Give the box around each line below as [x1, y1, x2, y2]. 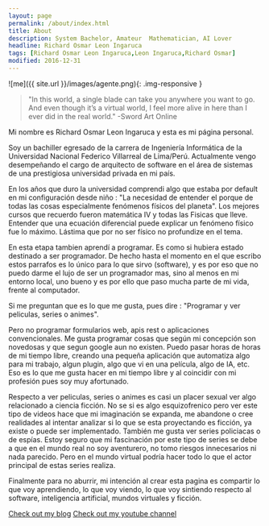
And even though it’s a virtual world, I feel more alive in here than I [27, 102, 248, 113]
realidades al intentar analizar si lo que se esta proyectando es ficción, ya [8, 417, 252, 427]
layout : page [8, 11, 52, 20]
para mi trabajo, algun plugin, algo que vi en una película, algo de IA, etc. [8, 359, 250, 369]
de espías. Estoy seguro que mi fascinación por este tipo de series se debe [8, 434, 258, 444]
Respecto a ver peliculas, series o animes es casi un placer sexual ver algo [8, 391, 256, 401]
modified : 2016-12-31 [8, 57, 81, 65]
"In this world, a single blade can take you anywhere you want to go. [27, 94, 255, 104]
